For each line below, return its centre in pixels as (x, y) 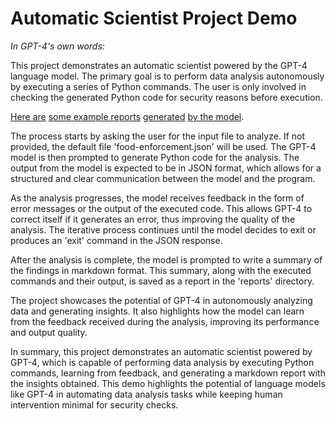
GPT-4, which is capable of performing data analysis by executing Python (162, 362)
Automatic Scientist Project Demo (154, 18)
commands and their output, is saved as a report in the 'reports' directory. (162, 281)
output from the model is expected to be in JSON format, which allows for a (166, 168)
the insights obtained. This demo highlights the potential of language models (168, 383)
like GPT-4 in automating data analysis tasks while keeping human (146, 394)
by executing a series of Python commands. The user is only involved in (158, 86)
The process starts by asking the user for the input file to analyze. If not (157, 136)
